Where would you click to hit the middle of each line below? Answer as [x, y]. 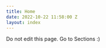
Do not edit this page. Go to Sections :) [53, 39]
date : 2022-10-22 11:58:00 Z [42, 17]
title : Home [21, 11]
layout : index [24, 22]
